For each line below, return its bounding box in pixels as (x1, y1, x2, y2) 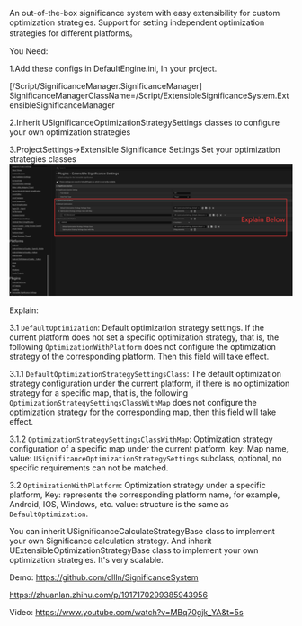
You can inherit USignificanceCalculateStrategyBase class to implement (9, 526, 276, 537)
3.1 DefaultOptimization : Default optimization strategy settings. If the (9, 323, 265, 334)
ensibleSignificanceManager (9, 100, 115, 111)
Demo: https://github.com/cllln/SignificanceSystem (9, 572, 200, 583)
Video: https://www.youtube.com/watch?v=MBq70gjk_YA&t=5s (9, 607, 244, 618)
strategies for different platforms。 (9, 28, 138, 39)
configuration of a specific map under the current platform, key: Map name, (9, 443, 289, 454)
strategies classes (9, 154, 76, 165)
